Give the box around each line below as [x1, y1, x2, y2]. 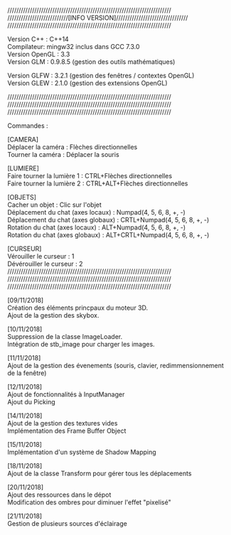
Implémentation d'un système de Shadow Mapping [7, 448, 156, 456]
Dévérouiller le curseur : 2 [7, 259, 83, 268]
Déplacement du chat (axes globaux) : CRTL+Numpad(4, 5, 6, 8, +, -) [7, 216, 210, 224]
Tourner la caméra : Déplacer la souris [7, 151, 119, 158]
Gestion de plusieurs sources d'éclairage [7, 519, 128, 528]
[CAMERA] [7, 135, 39, 144]
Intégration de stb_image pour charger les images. [7, 340, 155, 348]
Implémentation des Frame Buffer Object [7, 426, 127, 435]
